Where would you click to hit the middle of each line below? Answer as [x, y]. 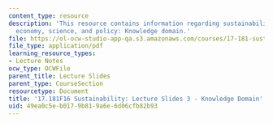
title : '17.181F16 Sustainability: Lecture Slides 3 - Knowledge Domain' [136, 99]
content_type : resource [49, 16]
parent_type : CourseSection [56, 83]
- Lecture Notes [36, 61]
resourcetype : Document [49, 91]
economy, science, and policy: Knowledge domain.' [103, 31]
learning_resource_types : [52, 53]
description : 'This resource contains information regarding [114, 23]
